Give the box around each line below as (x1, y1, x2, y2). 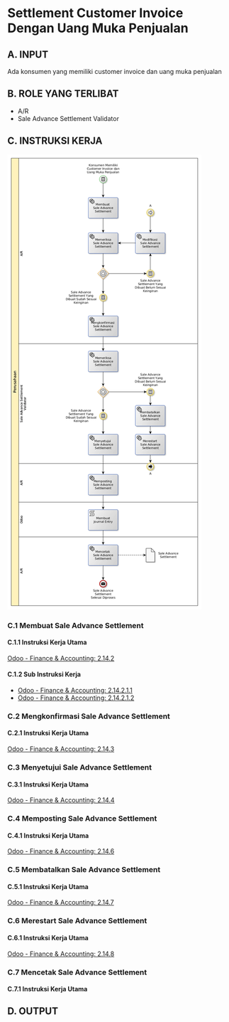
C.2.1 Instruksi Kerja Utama (7, 729, 89, 738)
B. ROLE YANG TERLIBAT (7, 87, 119, 100)
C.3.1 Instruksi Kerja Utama (7, 780, 89, 789)
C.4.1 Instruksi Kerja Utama (7, 831, 89, 840)
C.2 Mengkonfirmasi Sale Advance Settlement (7, 711, 170, 721)
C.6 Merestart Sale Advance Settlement (7, 916, 147, 926)
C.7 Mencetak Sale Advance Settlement (7, 967, 147, 977)
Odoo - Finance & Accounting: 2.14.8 (7, 949, 115, 958)
